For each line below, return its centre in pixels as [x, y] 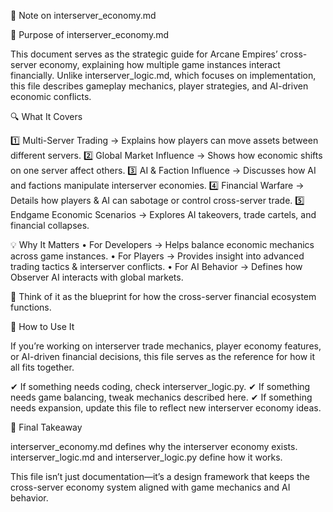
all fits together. [42, 367]
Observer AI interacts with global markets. [97, 277]
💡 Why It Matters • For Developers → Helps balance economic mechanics [162, 244]
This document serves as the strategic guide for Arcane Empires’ [144, 54]
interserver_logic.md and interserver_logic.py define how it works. [146, 457]
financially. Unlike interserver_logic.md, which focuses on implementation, [163, 75]
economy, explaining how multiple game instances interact [160, 64]
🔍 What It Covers [46, 116]
